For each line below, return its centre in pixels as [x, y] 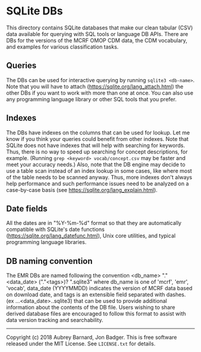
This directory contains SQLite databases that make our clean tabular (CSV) [100, 28]
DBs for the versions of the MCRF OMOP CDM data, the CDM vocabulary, [97, 40]
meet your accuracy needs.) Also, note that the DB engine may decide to [96, 164]
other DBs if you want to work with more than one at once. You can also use [100, 93]
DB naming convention [49, 261]
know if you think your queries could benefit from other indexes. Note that [98, 139]
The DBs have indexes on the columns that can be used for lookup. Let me [98, 133]
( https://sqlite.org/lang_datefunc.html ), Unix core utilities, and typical [91, 236]
